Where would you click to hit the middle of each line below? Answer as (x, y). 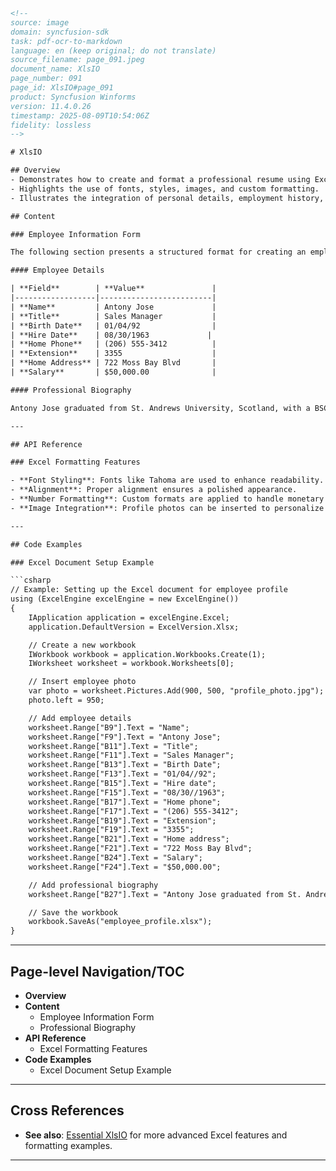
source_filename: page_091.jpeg (77, 60)
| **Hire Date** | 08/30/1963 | (111, 335)
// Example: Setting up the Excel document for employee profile (149, 590)
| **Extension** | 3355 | (113, 354)
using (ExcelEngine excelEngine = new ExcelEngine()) (125, 599)
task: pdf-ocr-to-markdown (66, 41)
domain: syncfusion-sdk (60, 32)
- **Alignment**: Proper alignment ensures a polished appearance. (154, 490)
